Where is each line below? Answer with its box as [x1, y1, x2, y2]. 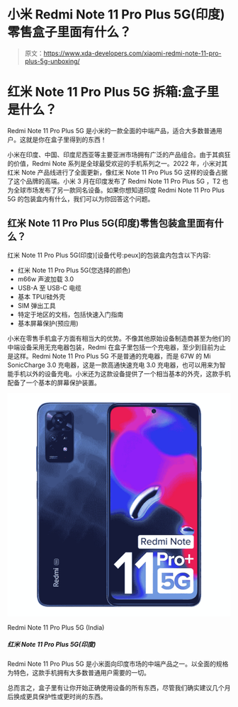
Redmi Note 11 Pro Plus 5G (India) [7, 623, 105, 631]
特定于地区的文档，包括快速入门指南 [17, 310, 124, 319]
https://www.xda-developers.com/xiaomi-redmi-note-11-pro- [43, 49, 222, 57]
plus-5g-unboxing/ [24, 57, 80, 65]
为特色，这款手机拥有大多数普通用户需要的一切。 [7, 668, 150, 677]
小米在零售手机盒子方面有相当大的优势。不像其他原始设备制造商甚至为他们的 [7, 334, 231, 342]
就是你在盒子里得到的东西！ [25, 135, 107, 144]
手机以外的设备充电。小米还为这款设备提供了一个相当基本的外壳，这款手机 [13, 369, 231, 378]
